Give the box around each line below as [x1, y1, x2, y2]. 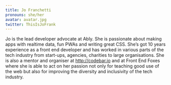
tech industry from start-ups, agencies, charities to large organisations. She [5, 52, 164, 58]
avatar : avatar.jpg [5, 17, 47, 22]
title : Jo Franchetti [5, 7, 52, 13]
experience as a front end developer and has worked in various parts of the [5, 47, 164, 53]
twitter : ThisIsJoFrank [5, 22, 56, 27]
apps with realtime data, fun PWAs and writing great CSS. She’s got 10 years [5, 41, 166, 48]
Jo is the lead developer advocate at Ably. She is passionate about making [5, 36, 162, 42]
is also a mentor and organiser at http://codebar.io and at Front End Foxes [5, 57, 160, 64]
